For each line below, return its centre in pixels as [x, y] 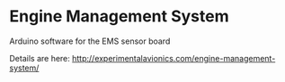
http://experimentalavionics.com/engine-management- [174, 58]
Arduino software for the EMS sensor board [90, 41]
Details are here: [40, 58]
